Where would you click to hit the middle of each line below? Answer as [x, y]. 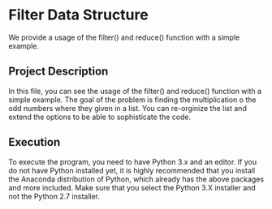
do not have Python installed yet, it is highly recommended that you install [132, 170]
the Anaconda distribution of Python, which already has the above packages [136, 179]
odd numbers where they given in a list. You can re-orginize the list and [128, 108]
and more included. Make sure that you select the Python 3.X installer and [132, 187]
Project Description [58, 72]
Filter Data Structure [78, 15]
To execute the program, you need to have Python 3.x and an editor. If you [133, 162]
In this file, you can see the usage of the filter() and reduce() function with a [135, 91]
